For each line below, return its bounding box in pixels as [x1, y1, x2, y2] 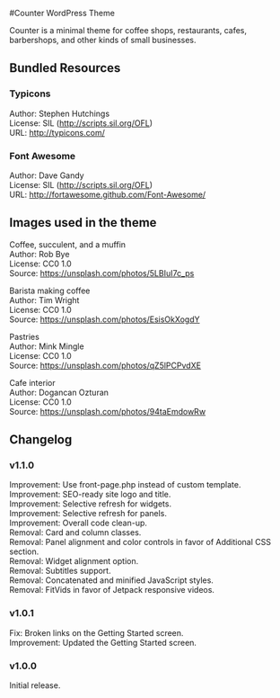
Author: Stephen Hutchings [9, 108, 110, 119]
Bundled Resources [9, 60, 121, 76]
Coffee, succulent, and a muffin [9, 238, 127, 250]
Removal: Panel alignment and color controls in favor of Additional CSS [9, 537, 272, 548]
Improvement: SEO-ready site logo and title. [9, 489, 171, 500]
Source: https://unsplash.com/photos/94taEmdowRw [9, 406, 206, 416]
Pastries [9, 331, 40, 342]
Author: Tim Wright [9, 294, 80, 305]
